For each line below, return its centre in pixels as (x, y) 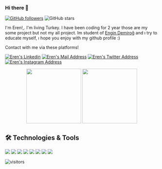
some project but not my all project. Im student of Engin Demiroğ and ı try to (81, 33)
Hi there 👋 (17, 8)
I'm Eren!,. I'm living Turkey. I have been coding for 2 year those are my (76, 28)
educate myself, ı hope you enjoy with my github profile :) (63, 38)
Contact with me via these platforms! (42, 48)
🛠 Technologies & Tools (42, 138)
